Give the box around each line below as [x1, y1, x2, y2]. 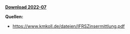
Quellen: [5, 14, 23, 19]
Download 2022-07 [5, 4, 46, 10]
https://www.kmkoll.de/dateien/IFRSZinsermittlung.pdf [12, 23, 125, 29]
